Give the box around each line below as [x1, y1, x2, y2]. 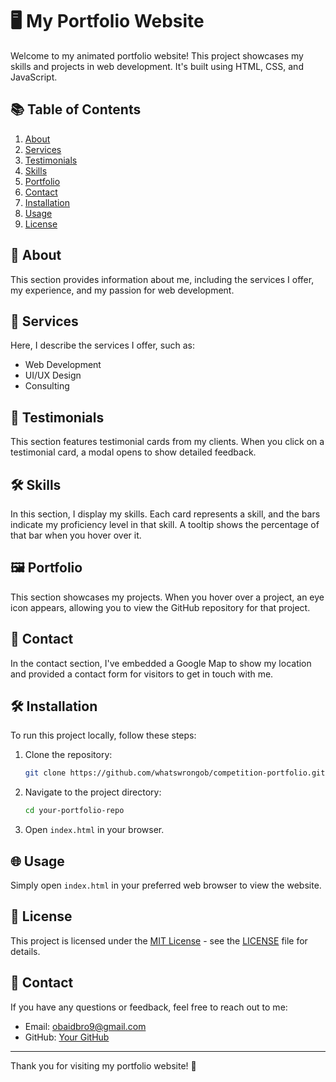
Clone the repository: [24, 749, 113, 761]
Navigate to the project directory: [24, 786, 162, 798]
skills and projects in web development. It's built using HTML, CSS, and [10, 60, 304, 72]
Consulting [24, 380, 70, 392]
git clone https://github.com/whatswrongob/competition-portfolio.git [24, 768, 326, 778]
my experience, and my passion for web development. [10, 284, 235, 296]
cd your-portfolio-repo [24, 806, 125, 816]
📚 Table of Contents [10, 101, 142, 118]
